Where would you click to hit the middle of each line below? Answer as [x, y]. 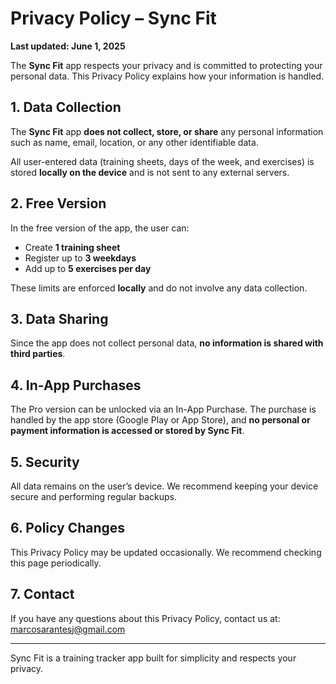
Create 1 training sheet [72, 247]
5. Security [45, 462]
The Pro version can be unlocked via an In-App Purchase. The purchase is [163, 409]
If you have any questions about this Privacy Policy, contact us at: [145, 618]
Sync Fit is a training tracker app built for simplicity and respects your [153, 658]
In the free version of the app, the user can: [100, 228]
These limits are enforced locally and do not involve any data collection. [159, 288]
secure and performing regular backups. [93, 496]
